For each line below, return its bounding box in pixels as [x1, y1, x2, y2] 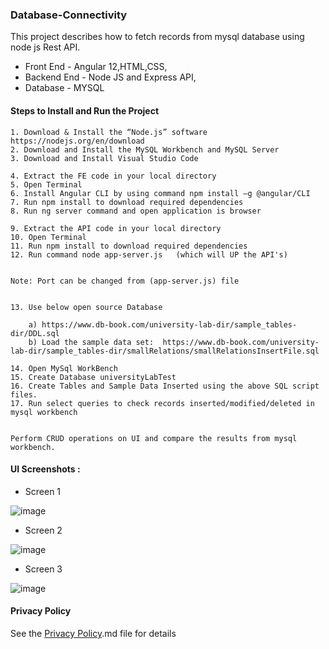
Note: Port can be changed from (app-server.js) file [10, 276, 240, 286]
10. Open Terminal [10, 232, 87, 242]
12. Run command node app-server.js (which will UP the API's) [10, 249, 288, 260]
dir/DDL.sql [10, 328, 60, 338]
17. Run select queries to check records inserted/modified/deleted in [10, 398, 315, 408]
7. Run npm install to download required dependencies [10, 197, 244, 207]
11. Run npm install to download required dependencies [10, 241, 248, 251]
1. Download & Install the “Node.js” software [10, 127, 208, 137]
